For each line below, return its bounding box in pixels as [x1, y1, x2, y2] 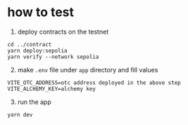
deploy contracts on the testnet [17, 27, 109, 36]
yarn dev [7, 111, 33, 118]
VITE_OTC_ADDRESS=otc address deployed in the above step [7, 79, 181, 86]
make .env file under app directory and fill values [17, 65, 158, 74]
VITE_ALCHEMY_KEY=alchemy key [7, 85, 96, 92]
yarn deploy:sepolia [7, 47, 68, 54]
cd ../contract [7, 41, 52, 48]
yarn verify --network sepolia [7, 53, 99, 60]
